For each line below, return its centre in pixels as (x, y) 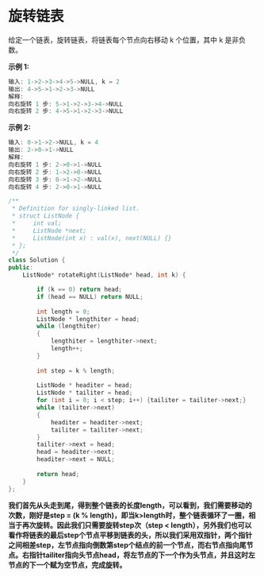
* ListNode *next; (49, 230)
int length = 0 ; (63, 312)
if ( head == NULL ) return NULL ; (90, 296)
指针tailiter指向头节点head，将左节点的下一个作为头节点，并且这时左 (142, 555)
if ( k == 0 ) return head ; (80, 290)
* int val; (36, 223)
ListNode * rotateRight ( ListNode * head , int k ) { (104, 275)
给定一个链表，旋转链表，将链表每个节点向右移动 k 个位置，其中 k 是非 (124, 40)
